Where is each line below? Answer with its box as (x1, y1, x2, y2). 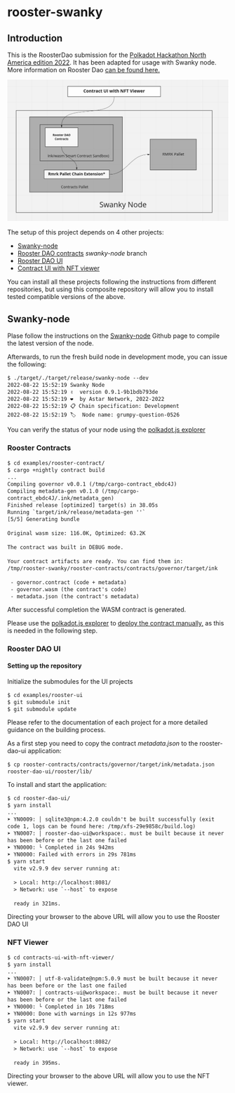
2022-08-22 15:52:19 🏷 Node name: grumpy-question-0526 (7, 411, 180, 418)
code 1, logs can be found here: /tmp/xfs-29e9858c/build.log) (7, 823, 196, 830)
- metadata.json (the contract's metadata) (10, 593, 140, 600)
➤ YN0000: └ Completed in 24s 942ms (7, 844, 114, 851)
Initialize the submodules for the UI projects (7, 677, 133, 685)
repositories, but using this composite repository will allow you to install (7, 285, 214, 293)
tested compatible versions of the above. (7, 293, 126, 301)
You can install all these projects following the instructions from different (7, 278, 217, 286)
